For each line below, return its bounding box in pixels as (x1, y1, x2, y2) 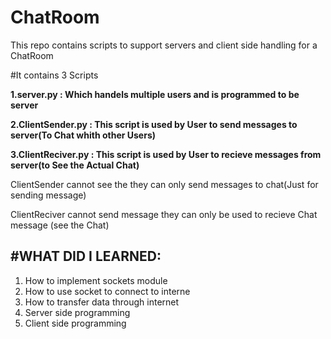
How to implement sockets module (24, 274, 168, 286)
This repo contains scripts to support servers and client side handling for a (10, 39, 318, 51)
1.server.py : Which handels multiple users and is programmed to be (10, 88, 300, 100)
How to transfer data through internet (24, 296, 180, 308)
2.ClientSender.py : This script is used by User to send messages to (10, 118, 298, 130)
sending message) (10, 189, 87, 201)
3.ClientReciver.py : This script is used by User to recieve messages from (10, 148, 322, 160)
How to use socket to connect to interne (24, 285, 191, 297)
